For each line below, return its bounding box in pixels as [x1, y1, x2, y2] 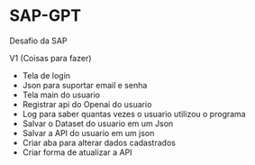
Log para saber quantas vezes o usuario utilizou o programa [22, 108, 246, 119]
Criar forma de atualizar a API [22, 146, 132, 158]
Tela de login [22, 69, 70, 81]
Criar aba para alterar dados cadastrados [22, 137, 176, 148]
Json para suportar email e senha [22, 79, 148, 90]
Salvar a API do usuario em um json [22, 127, 155, 138]
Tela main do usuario [22, 89, 101, 100]
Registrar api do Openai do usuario [22, 98, 152, 109]
